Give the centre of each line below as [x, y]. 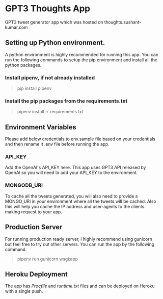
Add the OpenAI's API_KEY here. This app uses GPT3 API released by [76, 168]
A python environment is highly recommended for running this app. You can [82, 54]
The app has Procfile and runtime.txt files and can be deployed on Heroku [80, 286]
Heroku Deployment [36, 274]
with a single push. [24, 291]
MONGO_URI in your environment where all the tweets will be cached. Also [81, 201]
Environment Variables [41, 127]
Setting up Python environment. [55, 43]
